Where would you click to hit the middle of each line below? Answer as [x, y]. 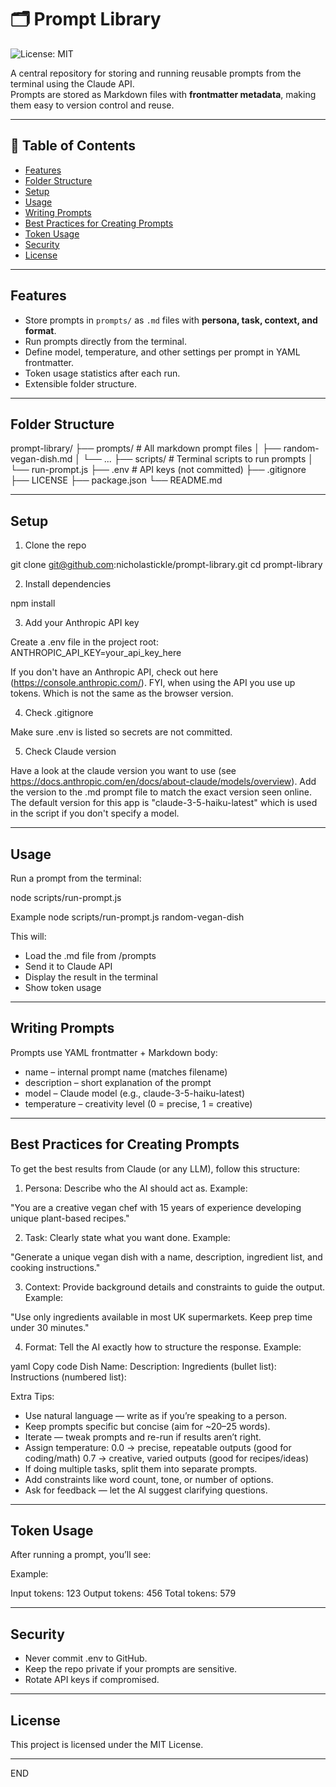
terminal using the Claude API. [72, 83]
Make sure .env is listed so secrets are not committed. [121, 732]
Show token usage [63, 987]
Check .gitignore [59, 713]
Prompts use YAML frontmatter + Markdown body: [114, 1052]
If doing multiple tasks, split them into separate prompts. [141, 1468]
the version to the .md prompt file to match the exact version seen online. [161, 792]
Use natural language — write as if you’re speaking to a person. [156, 1415]
